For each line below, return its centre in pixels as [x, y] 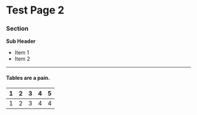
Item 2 [22, 59]
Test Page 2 [35, 10]
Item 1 [22, 53]
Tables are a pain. [28, 78]
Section [17, 29]
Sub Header [21, 41]
